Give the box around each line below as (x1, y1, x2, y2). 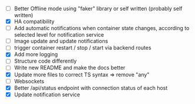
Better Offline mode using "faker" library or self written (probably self (14, 5, 183, 12)
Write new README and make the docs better (14, 64, 125, 71)
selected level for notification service (14, 31, 104, 38)
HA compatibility (14, 18, 55, 25)
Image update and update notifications (14, 38, 108, 45)
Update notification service (14, 91, 80, 98)
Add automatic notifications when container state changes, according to (14, 25, 190, 32)
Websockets (14, 77, 45, 84)
